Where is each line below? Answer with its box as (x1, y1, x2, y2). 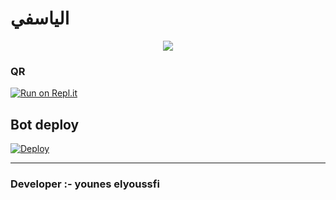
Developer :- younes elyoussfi (10, 177, 160, 191)
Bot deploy (10, 116, 80, 133)
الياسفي (10, 7, 70, 30)
